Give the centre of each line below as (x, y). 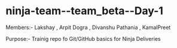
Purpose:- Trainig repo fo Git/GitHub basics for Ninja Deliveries (83, 39)
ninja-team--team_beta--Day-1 (85, 11)
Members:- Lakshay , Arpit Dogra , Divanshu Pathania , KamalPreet (88, 27)
